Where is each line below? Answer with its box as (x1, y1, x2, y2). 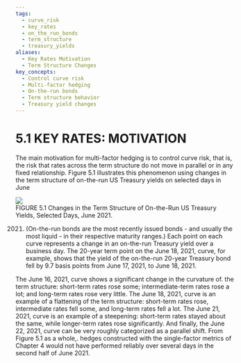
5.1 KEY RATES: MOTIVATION (15, 131, 187, 147)
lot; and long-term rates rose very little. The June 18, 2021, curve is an (15, 289, 217, 298)
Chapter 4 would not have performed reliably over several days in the (15, 341, 215, 350)
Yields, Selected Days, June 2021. (15, 211, 113, 219)
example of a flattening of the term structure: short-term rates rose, (15, 297, 209, 305)
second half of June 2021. (15, 348, 90, 357)
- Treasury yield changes (22, 101, 97, 108)
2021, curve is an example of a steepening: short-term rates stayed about (15, 312, 226, 320)
